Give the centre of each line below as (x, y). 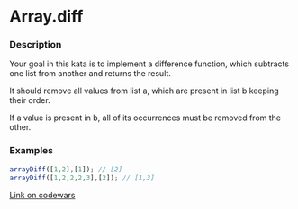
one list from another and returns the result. (90, 74)
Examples (32, 151)
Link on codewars (42, 195)
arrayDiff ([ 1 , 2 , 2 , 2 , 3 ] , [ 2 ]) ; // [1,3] (82, 178)
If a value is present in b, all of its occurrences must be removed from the (145, 118)
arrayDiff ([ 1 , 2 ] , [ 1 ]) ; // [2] (66, 169)
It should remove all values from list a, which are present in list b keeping (144, 91)
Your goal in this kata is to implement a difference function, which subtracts (149, 64)
